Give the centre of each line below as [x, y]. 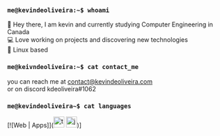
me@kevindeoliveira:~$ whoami [58, 10]
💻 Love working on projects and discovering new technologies [97, 40]
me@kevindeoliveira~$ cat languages [69, 106]
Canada [18, 32]
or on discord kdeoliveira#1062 [52, 89]
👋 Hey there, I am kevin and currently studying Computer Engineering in [110, 24]
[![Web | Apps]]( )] [45, 125]
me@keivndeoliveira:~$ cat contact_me [73, 67]
